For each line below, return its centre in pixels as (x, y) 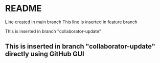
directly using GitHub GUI (45, 54)
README (23, 8)
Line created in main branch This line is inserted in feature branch (71, 22)
